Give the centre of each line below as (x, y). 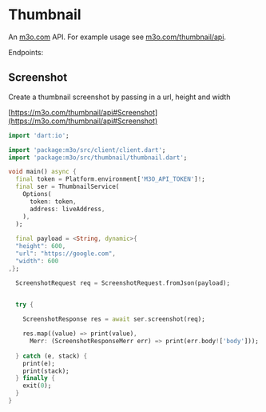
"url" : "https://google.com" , (66, 254)
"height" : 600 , (41, 246)
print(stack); (46, 371)
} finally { (36, 378)
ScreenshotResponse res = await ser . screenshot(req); (114, 319)
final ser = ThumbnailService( (67, 187)
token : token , (53, 202)
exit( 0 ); (37, 386)
